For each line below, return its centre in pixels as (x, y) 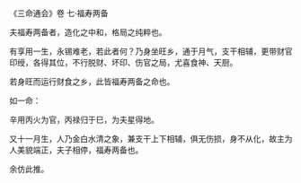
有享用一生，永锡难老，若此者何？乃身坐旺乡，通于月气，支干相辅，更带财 (147, 51)
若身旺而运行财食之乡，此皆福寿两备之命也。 (92, 82)
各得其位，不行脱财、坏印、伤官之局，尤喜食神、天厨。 (135, 62)
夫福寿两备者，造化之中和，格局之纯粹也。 (88, 32)
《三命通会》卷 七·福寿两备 (59, 13)
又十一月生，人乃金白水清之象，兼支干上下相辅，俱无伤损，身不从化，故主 (147, 139)
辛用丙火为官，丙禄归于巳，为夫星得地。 (84, 120)
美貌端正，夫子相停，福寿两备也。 (80, 150)
